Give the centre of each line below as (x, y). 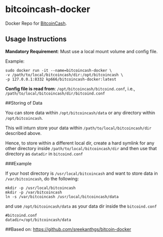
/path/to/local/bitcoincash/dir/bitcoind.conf (55, 93)
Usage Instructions (36, 39)
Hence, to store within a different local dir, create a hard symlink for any (80, 143)
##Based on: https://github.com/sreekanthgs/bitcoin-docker (68, 229)
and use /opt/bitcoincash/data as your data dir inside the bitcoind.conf (81, 206)
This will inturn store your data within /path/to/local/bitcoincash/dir (78, 128)
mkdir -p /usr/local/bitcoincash (40, 188)
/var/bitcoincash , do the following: (42, 178)
